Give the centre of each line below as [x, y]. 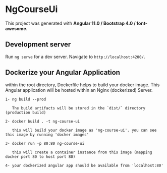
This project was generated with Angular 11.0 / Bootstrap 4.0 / [70, 23]
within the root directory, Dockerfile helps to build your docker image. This [82, 85]
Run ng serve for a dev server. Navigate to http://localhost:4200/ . [75, 56]
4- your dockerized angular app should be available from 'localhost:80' [85, 165]
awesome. [16, 28]
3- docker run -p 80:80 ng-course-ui [45, 143]
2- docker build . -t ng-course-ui [43, 121]
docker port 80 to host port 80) [40, 157]
